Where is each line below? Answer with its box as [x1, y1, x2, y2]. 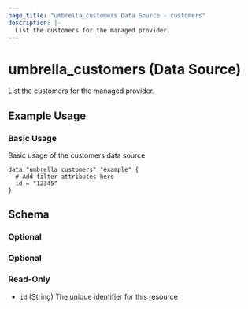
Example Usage [8, 109, 87, 122]
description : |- [8, 19, 61, 27]
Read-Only [8, 274, 51, 285]
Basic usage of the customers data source [8, 151, 146, 160]
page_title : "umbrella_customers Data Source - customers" [8, 11, 206, 20]
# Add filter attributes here [15, 173, 114, 181]
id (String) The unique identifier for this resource [19, 292, 179, 301]
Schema [8, 208, 50, 222]
